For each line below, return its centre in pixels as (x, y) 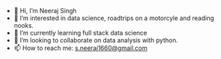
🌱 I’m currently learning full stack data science (81, 33)
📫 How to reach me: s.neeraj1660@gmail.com (81, 48)
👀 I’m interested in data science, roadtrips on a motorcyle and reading (114, 18)
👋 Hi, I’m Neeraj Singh (45, 11)
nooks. (23, 25)
